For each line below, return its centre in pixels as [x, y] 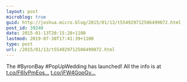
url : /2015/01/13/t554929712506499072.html [61, 50]
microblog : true [26, 17]
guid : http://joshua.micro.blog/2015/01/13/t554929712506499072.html [94, 22]
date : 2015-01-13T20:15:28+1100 [46, 33]
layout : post [22, 11]
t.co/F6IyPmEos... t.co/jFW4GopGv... [51, 72]
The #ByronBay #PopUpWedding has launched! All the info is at [84, 66]
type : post [20, 45]
